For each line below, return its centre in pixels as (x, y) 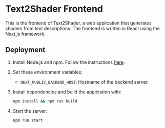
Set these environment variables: (48, 72)
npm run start (28, 120)
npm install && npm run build (45, 101)
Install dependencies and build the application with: (67, 92)
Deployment (25, 50)
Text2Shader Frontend (54, 9)
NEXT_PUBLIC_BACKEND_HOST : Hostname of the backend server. (85, 82)
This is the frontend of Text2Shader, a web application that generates (79, 23)
